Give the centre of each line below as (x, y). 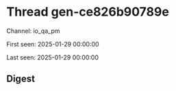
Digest (21, 79)
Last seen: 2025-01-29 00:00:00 (53, 57)
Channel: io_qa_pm (33, 31)
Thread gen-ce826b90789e (88, 12)
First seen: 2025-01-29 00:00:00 (53, 44)
